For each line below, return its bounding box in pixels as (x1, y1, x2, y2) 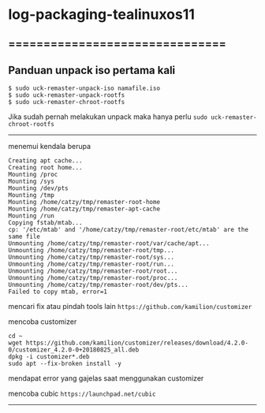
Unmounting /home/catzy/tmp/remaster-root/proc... (8, 274, 178, 282)
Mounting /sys (8, 177, 55, 186)
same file (8, 233, 41, 241)
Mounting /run (8, 212, 55, 220)
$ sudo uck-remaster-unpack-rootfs (8, 91, 125, 99)
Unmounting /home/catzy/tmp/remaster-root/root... (8, 267, 178, 275)
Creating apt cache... (8, 157, 83, 165)
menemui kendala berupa (8, 142, 91, 151)
